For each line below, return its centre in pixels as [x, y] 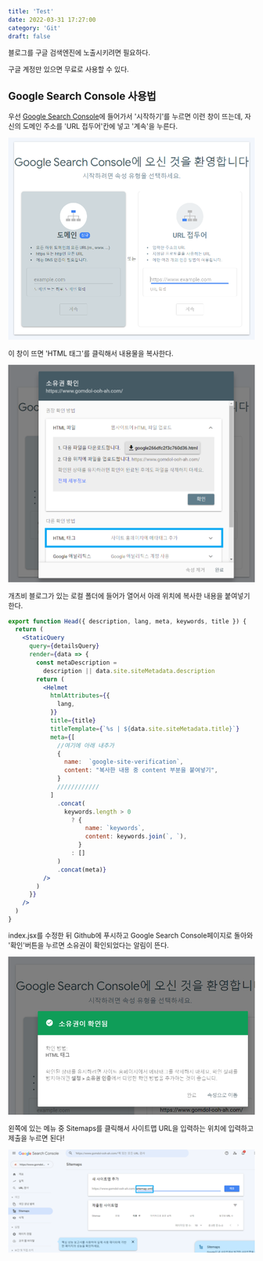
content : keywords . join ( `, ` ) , [136, 837]
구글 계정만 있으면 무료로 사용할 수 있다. [68, 69]
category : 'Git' [34, 28]
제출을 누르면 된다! [36, 1138]
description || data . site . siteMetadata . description [129, 671]
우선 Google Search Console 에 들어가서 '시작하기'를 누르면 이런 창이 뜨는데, [126, 116]
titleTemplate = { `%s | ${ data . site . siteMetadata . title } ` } [145, 729]
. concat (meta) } [82, 870]
